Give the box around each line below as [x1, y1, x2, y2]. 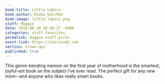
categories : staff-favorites [5, 30, 65, 35]
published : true [5, 49, 39, 54]
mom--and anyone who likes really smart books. [5, 73, 104, 79]
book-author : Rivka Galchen [5, 12, 63, 17]
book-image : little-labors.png [5, 16, 70, 21]
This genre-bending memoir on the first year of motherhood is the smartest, [5, 63, 160, 69]
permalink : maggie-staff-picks [5, 35, 70, 40]
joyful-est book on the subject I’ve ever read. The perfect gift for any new [5, 68, 155, 74]
